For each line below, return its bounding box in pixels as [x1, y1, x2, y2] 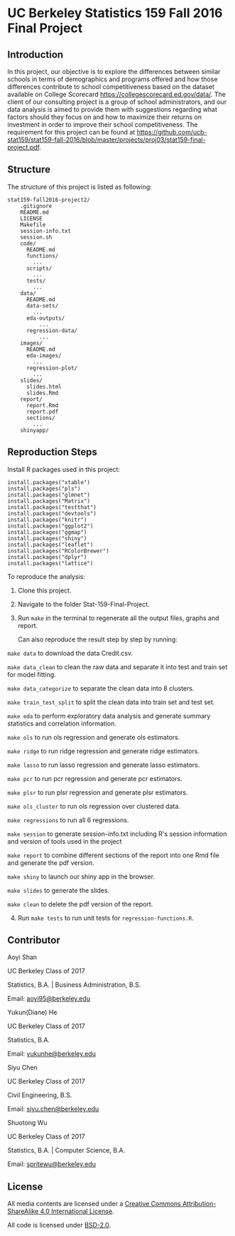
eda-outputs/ [26, 315, 65, 322]
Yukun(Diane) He [7, 1008, 58, 1017]
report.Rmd [26, 402, 59, 409]
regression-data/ [26, 327, 78, 334]
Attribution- [182, 1200, 217, 1208]
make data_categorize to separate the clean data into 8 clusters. [7, 684, 195, 692]
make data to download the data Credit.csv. [7, 649, 133, 657]
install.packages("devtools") [7, 510, 97, 517]
